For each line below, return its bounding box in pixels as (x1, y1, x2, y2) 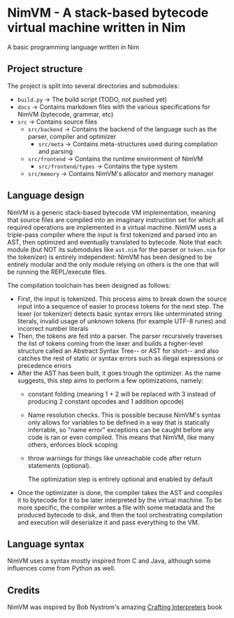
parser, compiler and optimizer (27, 132, 117, 140)
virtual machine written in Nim (7, 20, 187, 36)
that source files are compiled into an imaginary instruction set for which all (7, 215, 224, 224)
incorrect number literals (17, 324, 89, 332)
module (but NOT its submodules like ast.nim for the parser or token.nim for (7, 245, 226, 253)
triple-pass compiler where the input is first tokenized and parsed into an (7, 230, 217, 239)
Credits (7, 584, 41, 596)
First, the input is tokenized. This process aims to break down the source (17, 295, 227, 303)
